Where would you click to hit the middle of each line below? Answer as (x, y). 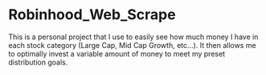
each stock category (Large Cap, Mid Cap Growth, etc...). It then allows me (132, 45)
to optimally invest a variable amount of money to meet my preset (117, 53)
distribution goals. (38, 62)
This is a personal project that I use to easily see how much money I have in (133, 37)
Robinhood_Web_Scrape (92, 15)
